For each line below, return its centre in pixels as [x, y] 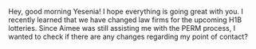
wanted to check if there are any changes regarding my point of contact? [128, 36]
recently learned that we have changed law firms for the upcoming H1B [125, 20]
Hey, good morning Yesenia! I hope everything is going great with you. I [126, 11]
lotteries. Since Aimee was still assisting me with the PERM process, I [122, 28]
